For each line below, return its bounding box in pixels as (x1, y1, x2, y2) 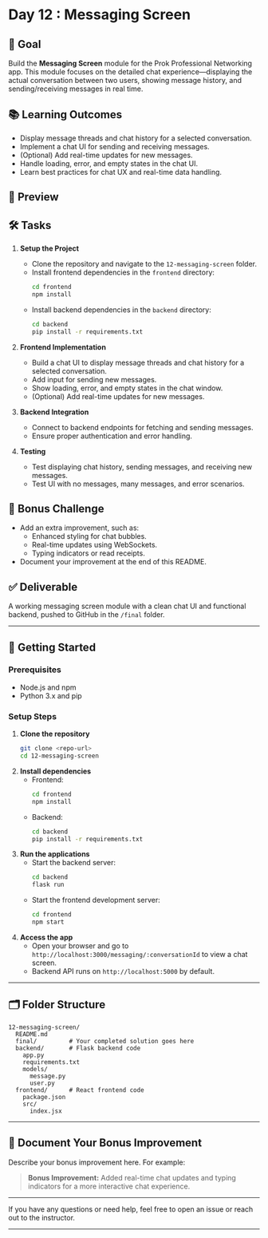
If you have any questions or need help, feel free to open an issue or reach (8, 1204, 254, 1214)
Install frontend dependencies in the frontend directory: (31, 267, 215, 277)
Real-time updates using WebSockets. (31, 540, 158, 550)
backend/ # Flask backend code (15, 1044, 141, 1052)
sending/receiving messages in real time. (8, 84, 144, 93)
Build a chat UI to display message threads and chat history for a (31, 358, 245, 367)
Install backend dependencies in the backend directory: (31, 305, 211, 314)
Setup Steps (8, 710, 57, 722)
